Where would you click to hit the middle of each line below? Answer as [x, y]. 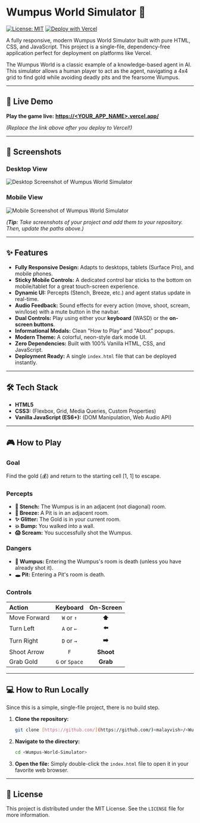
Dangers [19, 548]
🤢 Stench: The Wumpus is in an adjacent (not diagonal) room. [90, 506]
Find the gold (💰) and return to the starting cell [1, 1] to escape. [84, 476]
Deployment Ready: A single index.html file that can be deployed [96, 356]
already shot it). [34, 567]
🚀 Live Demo [30, 102]
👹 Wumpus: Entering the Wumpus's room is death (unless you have [98, 561]
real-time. [27, 299]
